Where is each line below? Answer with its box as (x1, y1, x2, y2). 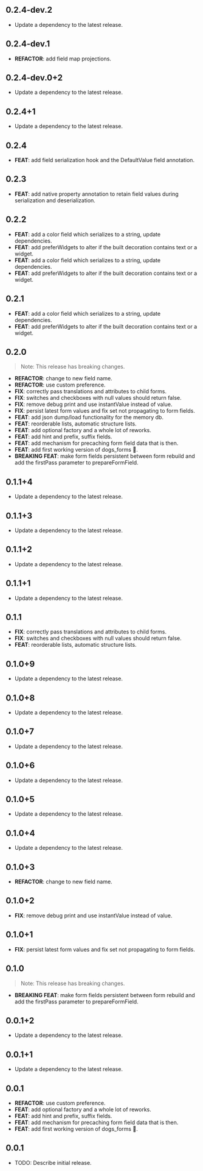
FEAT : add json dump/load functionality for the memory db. (14, 414, 163, 421)
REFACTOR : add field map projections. (14, 55, 112, 62)
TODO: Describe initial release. (14, 1159, 92, 1166)
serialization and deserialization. (14, 196, 95, 204)
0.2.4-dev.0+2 (5, 73, 63, 83)
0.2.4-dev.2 (5, 5, 53, 15)
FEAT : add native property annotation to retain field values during (14, 190, 179, 198)
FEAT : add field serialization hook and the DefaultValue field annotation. (14, 157, 195, 164)
